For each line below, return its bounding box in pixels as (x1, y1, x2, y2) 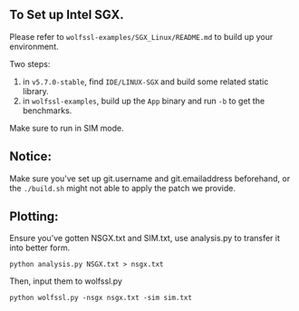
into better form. (9, 242, 71, 253)
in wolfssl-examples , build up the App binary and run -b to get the (22, 95, 265, 106)
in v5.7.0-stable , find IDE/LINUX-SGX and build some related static (22, 76, 269, 87)
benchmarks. (22, 104, 72, 116)
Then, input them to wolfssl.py (9, 276, 122, 287)
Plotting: (9, 209, 59, 225)
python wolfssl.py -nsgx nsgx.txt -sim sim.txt (9, 294, 193, 303)
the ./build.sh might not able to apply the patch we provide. (9, 182, 236, 193)
